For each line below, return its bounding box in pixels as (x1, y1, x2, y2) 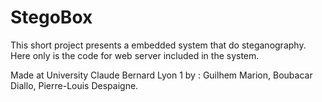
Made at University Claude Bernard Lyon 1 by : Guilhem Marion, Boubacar (10, 69, 313, 81)
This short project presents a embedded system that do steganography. (10, 39, 307, 51)
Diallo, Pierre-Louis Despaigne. (10, 79, 139, 91)
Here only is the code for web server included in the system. (10, 49, 260, 61)
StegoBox (10, 6, 93, 29)
